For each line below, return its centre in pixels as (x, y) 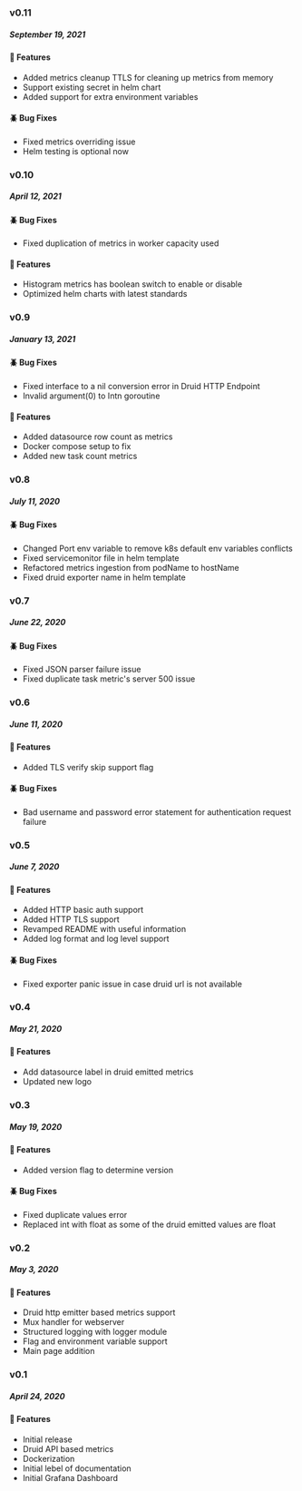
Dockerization (49, 1458)
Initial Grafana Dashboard (70, 1477)
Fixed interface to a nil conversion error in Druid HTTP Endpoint (141, 386)
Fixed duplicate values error (75, 1214)
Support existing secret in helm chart (92, 87)
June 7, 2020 (34, 867)
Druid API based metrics (68, 1448)
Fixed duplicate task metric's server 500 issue (109, 679)
